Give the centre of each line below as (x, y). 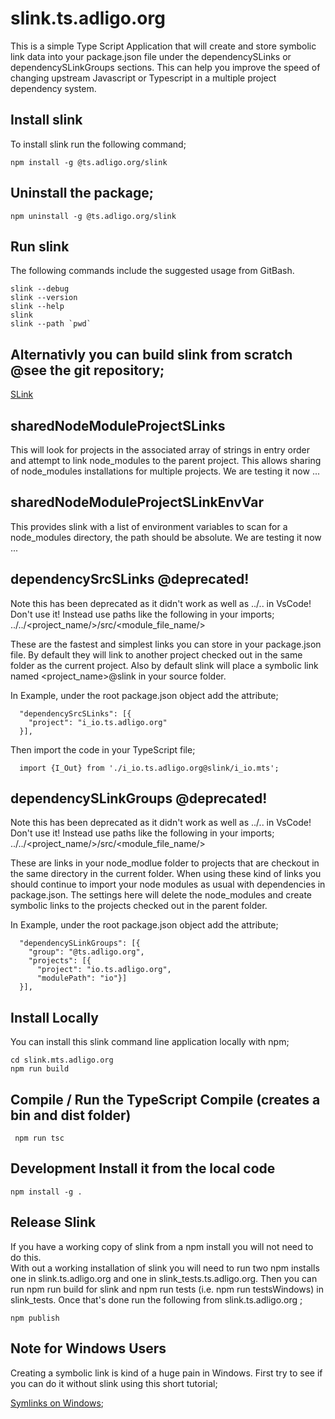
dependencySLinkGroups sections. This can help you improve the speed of (165, 67)
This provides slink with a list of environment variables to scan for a (149, 526)
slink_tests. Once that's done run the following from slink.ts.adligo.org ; (156, 1299)
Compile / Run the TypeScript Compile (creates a (165, 1099)
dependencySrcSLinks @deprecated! (130, 579)
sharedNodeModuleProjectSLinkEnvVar (137, 502)
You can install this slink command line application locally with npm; (150, 1042)
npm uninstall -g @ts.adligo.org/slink (93, 216)
